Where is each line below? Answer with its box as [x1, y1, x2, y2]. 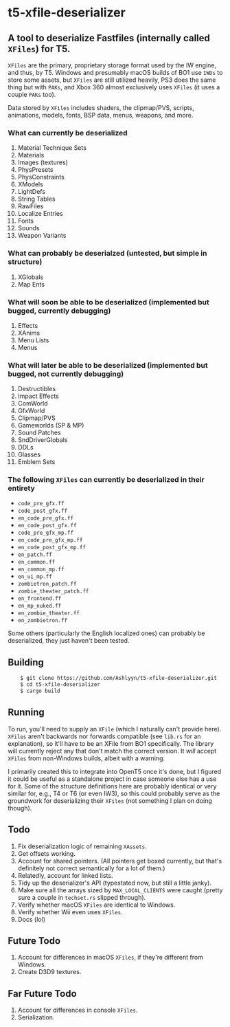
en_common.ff [17, 559, 56, 566]
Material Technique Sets [17, 144, 87, 152]
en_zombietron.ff [17, 617, 68, 624]
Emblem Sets [17, 458, 56, 466]
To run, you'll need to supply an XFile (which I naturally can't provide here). [8, 725, 222, 733]
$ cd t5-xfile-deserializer [20, 681, 100, 688]
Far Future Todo [8, 988, 78, 1000]
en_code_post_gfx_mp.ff [17, 544, 87, 551]
